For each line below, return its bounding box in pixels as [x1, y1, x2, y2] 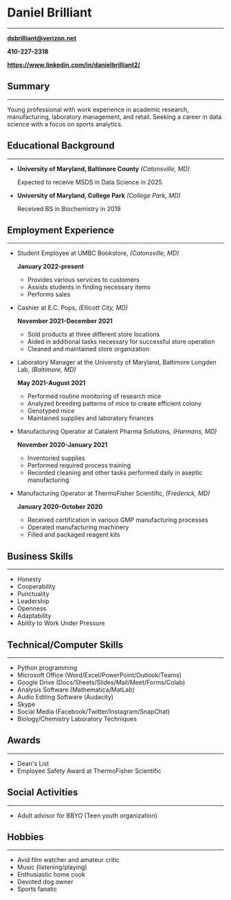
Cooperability [16, 582, 56, 591]
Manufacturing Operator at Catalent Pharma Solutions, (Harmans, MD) [16, 428, 217, 436]
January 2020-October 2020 [16, 503, 103, 511]
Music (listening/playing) [16, 863, 87, 871]
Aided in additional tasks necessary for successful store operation [27, 338, 215, 346]
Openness [16, 604, 47, 613]
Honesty [16, 575, 42, 584]
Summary [7, 80, 50, 92]
